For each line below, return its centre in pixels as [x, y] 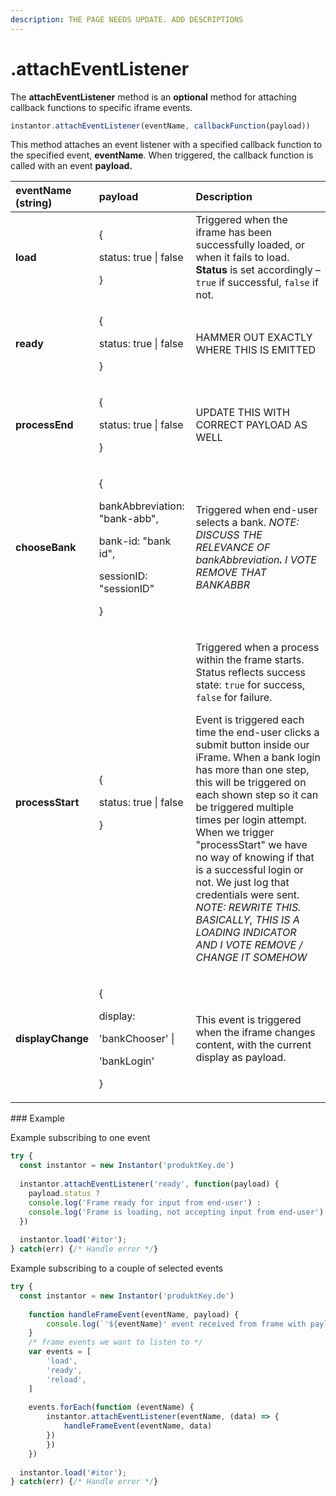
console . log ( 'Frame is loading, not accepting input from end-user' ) [176, 1212]
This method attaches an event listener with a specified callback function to [166, 145]
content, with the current [253, 1045]
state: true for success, [250, 685]
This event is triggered [248, 1020]
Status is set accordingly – [258, 270]
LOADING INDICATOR [246, 933]
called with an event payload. [71, 166]
